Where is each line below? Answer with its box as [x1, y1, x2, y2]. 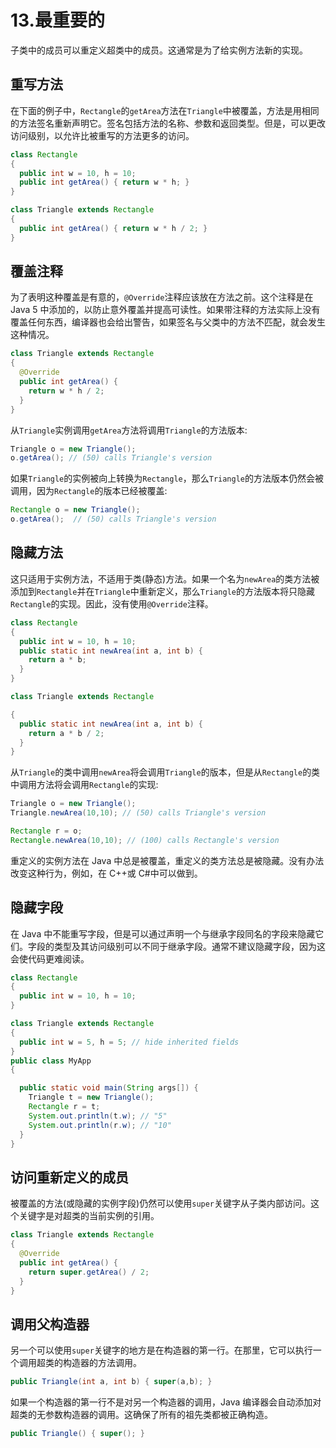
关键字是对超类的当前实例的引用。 [18, 1210, 160, 1222]
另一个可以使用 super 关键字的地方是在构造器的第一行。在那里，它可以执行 [10, 1344, 313, 1356]
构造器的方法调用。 [62, 1357, 142, 1369]
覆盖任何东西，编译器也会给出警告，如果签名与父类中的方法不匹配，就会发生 [10, 316, 326, 328]
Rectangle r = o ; [10, 826, 83, 836]
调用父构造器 [10, 1316, 90, 1333]
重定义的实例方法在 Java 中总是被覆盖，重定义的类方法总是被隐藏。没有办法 [10, 854, 325, 866]
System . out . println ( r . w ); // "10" [28, 1120, 172, 1130]
